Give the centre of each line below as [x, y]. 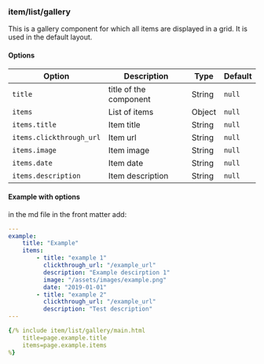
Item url [123, 138]
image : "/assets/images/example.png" [105, 280]
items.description [46, 176]
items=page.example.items [65, 345]
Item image [129, 150]
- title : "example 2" [72, 294]
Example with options [44, 197]
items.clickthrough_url [57, 137]
